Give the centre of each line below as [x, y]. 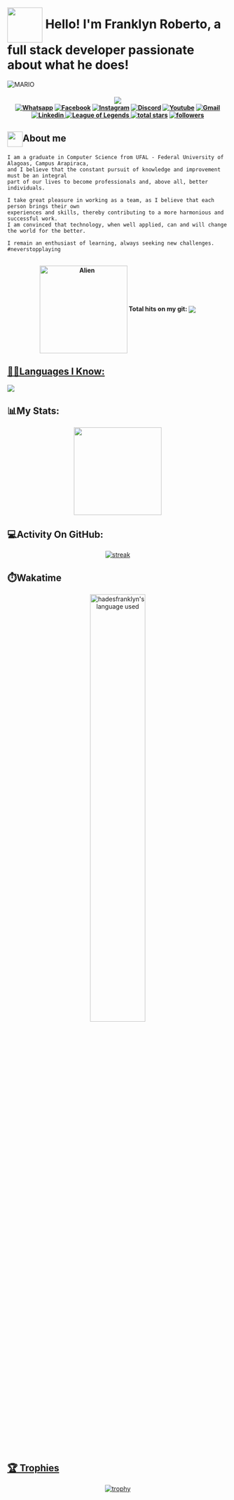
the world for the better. [47, 231]
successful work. [33, 219]
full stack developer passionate [101, 50]
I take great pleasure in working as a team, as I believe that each [111, 201]
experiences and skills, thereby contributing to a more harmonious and [116, 213]
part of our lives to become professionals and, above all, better [108, 182]
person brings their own [43, 207]
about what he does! [68, 65]
